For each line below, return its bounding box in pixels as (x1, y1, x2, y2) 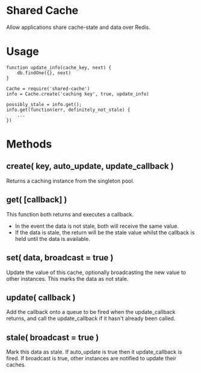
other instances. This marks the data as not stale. (6, 275, 129, 282)
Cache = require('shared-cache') (6, 86, 90, 92)
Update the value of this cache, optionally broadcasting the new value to (6, 269, 187, 276)
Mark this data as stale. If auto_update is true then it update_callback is (6, 348, 182, 356)
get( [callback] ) (6, 195, 67, 205)
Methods (6, 137, 52, 151)
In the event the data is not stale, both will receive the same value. (14, 222, 179, 230)
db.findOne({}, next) (17, 70, 71, 76)
